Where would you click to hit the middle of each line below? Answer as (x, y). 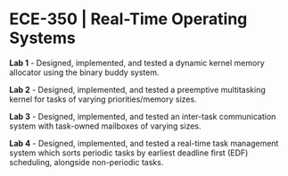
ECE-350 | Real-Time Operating (128, 19)
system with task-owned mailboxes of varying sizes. (106, 126)
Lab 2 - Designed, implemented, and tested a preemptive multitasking (137, 89)
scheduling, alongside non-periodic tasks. (86, 162)
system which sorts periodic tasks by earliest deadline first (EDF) (129, 153)
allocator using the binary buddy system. (84, 72)
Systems (42, 38)
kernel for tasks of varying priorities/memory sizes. (103, 99)
